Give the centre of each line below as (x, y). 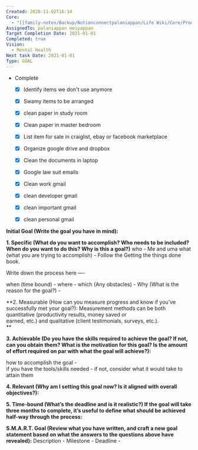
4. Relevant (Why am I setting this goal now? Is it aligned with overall (92, 387)
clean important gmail (50, 208)
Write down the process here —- (46, 273)
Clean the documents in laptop (61, 160)
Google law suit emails (51, 172)
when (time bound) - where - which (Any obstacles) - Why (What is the (93, 285)
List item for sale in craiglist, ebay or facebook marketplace (95, 136)
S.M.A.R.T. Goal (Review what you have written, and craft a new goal (92, 428)
